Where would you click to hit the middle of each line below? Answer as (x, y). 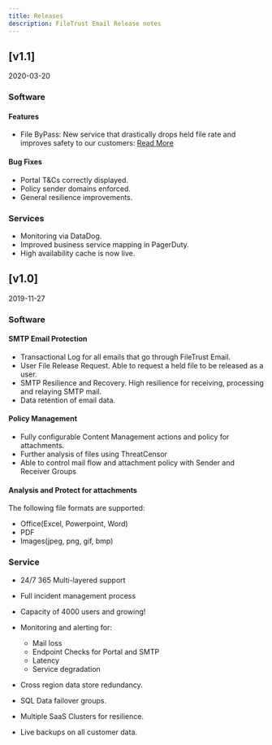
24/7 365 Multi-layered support (73, 580)
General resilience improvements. (76, 197)
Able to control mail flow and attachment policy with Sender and (127, 463)
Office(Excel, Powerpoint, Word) (74, 524)
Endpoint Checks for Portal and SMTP (96, 651)
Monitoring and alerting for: (66, 627)
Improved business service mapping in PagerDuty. (104, 244)
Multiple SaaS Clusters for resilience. (82, 716)
